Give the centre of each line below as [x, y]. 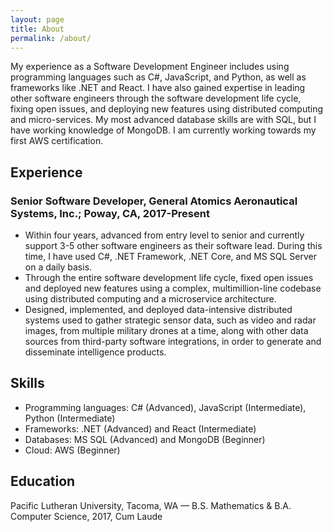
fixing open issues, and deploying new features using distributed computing [167, 109]
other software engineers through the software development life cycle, [156, 98]
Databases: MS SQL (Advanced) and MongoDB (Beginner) [145, 439]
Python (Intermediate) [70, 418]
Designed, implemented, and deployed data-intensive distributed [158, 310]
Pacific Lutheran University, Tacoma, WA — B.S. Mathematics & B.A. [151, 505]
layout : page [37, 19]
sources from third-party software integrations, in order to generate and [173, 342]
